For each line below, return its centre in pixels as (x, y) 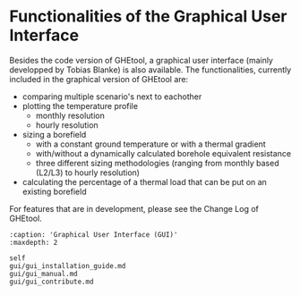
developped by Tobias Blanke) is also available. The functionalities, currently (150, 70)
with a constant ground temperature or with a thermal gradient (150, 144)
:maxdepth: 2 (34, 242)
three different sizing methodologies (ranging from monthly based (157, 163)
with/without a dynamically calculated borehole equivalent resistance (163, 153)
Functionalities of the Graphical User (148, 17)
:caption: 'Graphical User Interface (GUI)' (94, 234)
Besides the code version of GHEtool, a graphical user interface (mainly (141, 60)
